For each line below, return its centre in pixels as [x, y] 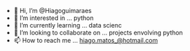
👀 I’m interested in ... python [54, 18]
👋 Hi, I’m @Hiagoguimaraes [53, 11]
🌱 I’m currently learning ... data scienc [68, 25]
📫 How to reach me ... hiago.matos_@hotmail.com [86, 40]
